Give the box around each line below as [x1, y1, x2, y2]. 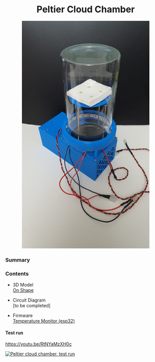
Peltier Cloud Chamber [36, 4, 135, 15]
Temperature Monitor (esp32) [12, 318, 75, 324]
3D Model [12, 282, 34, 288]
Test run [5, 329, 24, 336]
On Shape [12, 287, 34, 293]
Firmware [12, 312, 33, 318]
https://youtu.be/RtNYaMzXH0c [5, 341, 72, 347]
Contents [5, 270, 29, 277]
